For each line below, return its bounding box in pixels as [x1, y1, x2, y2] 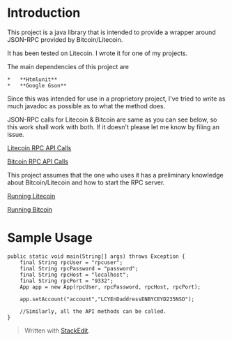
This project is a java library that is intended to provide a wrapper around [7, 28, 216, 36]
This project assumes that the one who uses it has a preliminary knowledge [7, 170, 224, 179]
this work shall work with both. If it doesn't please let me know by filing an [7, 122, 219, 131]
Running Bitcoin [7, 205, 53, 214]
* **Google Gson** [7, 82, 68, 89]
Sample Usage [7, 230, 93, 246]
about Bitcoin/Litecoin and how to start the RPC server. [7, 178, 165, 187]
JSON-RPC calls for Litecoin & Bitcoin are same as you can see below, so [7, 115, 217, 124]
